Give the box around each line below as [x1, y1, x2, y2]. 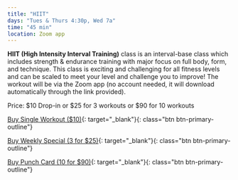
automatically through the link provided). [7, 88, 126, 96]
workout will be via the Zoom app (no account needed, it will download [7, 80, 215, 89]
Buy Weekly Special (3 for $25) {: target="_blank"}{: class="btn [7, 137, 192, 145]
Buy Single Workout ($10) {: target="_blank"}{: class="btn [7, 115, 175, 124]
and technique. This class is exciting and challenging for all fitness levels [7, 65, 220, 73]
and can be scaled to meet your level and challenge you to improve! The [7, 73, 219, 81]
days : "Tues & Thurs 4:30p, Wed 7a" [7, 17, 116, 24]
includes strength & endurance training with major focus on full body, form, [7, 58, 227, 66]
